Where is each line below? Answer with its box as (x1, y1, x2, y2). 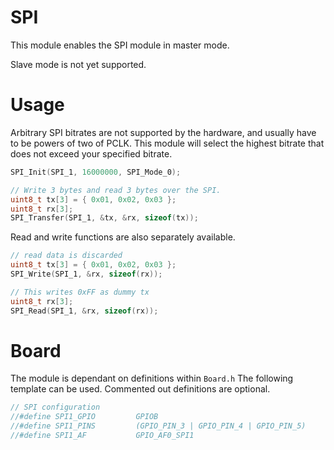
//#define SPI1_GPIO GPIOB (10, 412, 159, 422)
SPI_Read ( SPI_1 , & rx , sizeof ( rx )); (10, 306, 159, 316)
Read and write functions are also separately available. (10, 231, 236, 243)
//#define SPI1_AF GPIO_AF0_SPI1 (10, 431, 195, 441)
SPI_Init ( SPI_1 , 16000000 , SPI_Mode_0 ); (10, 167, 182, 177)
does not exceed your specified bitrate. (10, 147, 173, 160)
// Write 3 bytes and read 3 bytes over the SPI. (10, 185, 222, 195)
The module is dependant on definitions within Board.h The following (10, 372, 294, 385)
